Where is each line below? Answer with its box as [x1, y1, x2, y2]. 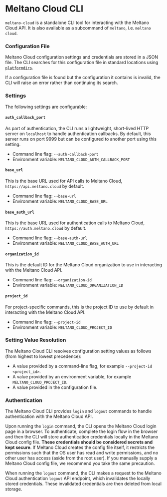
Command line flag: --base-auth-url [12, 235, 88, 241]
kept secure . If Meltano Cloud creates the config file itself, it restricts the [5, 444, 155, 450]
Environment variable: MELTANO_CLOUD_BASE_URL [12, 198, 108, 204]
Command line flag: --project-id [12, 319, 81, 325]
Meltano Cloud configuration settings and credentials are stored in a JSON [5, 54, 159, 60]
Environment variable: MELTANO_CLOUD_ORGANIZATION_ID [12, 282, 124, 288]
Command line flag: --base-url [12, 193, 76, 199]
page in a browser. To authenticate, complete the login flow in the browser [5, 428, 158, 434]
